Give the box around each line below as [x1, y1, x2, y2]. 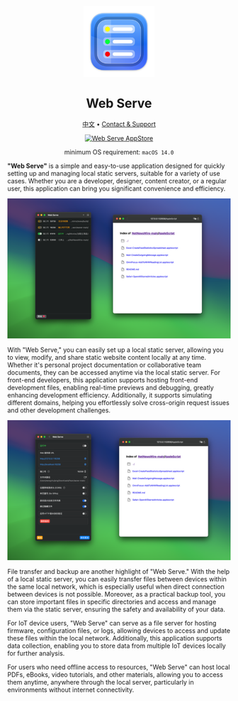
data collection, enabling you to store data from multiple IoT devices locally [7, 641, 227, 650]
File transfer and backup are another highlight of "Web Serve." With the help [7, 567, 230, 576]
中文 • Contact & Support [82, 119, 156, 128]
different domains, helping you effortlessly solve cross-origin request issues [7, 398, 230, 407]
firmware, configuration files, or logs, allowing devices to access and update [7, 626, 231, 635]
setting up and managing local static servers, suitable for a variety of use [7, 168, 221, 178]
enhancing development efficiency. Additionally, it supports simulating [7, 390, 212, 399]
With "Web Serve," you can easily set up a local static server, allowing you [7, 346, 225, 354]
